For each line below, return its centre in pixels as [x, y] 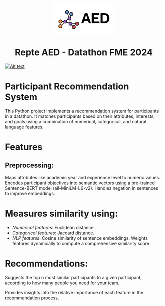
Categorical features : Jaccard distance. [53, 233]
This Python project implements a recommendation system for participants [82, 111]
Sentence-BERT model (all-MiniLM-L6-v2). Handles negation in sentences [82, 188]
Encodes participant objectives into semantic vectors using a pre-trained [80, 183]
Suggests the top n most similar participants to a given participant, [74, 277]
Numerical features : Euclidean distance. [54, 227]
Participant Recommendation [67, 86]
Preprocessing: [29, 166]
